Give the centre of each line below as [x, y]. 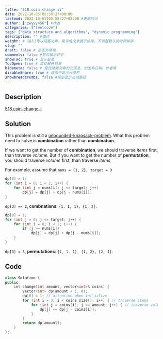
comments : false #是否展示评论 [34, 55]
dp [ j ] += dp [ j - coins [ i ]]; [68, 309]
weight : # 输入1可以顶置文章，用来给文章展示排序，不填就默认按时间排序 [69, 41]
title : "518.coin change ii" [34, 9]
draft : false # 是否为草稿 [30, 50]
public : [13, 282]
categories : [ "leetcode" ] [31, 28]
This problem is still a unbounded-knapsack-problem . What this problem [77, 136]
